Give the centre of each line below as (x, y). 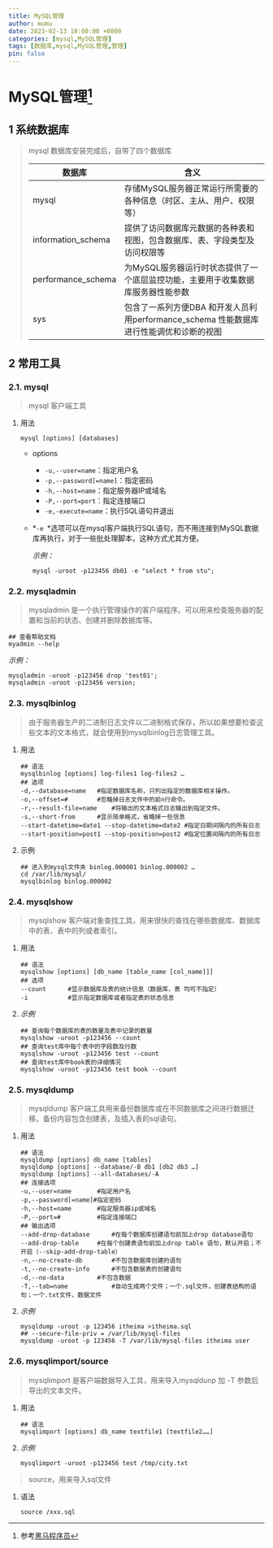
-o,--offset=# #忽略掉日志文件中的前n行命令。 (104, 799)
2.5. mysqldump (41, 1089)
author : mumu (30, 24)
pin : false (27, 54)
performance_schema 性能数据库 (196, 320)
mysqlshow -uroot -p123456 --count (80, 1037)
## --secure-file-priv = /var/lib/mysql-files (100, 1334)
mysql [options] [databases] (69, 439)
